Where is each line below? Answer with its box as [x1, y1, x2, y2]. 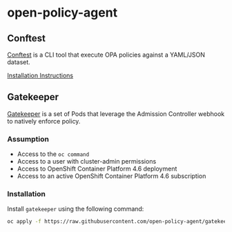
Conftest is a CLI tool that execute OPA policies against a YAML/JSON [7, 50, 206, 59]
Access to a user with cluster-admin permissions [17, 157, 157, 166]
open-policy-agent [7, 5, 118, 21]
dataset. [7, 58, 31, 66]
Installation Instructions [7, 71, 74, 79]
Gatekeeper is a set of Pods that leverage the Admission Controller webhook [7, 109, 225, 118]
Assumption [7, 134, 50, 144]
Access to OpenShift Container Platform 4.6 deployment [17, 164, 177, 173]
